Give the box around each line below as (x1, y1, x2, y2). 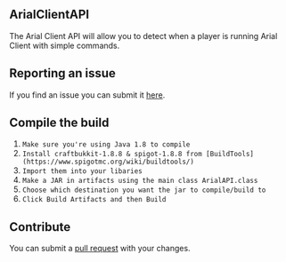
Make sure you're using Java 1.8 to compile (21, 140, 191, 149)
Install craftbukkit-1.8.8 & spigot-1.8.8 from (21, 150, 202, 159)
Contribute (9, 219, 71, 234)
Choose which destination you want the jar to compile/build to (21, 186, 266, 195)
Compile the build (9, 115, 110, 131)
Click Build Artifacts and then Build (21, 195, 167, 204)
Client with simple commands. (9, 40, 120, 51)
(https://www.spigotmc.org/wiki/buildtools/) (21, 157, 194, 167)
